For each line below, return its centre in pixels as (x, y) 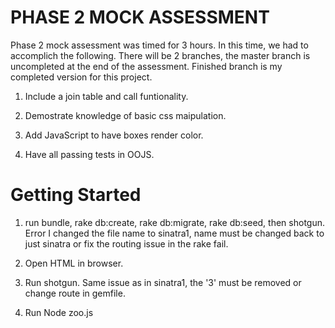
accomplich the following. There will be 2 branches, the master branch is (160, 55)
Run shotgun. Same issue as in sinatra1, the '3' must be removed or (163, 282)
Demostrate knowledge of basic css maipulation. (125, 115)
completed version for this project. (81, 77)
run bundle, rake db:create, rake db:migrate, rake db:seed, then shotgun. (174, 222)
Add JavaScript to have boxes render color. (114, 135)
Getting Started (76, 195)
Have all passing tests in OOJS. (89, 154)
